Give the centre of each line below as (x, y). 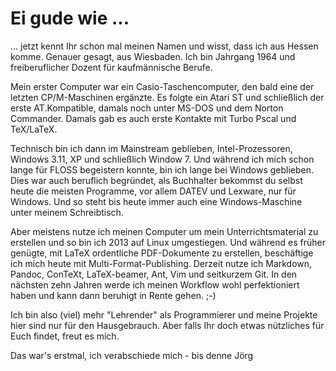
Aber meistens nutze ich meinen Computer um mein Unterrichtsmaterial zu (164, 231)
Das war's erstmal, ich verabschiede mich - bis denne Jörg (132, 355)
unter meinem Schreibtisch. (67, 212)
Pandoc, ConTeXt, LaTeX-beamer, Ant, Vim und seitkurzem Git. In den (154, 274)
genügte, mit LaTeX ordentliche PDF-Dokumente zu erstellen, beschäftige (162, 253)
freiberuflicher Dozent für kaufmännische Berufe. (111, 67)
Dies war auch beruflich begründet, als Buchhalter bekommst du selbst (156, 180)
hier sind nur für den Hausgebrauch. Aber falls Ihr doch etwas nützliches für (167, 325)
